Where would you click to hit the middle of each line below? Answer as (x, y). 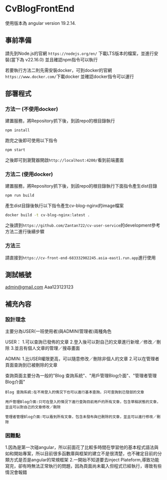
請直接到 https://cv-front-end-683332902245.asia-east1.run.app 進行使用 (81, 257)
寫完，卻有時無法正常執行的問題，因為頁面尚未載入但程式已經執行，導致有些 (83, 466)
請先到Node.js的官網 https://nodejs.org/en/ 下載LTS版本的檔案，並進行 (80, 53)
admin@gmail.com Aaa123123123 (39, 287)
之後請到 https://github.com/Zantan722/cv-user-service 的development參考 (83, 226)
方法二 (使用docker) (29, 174)
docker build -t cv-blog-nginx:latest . (48, 215)
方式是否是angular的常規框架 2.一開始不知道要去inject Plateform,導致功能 (84, 460)
